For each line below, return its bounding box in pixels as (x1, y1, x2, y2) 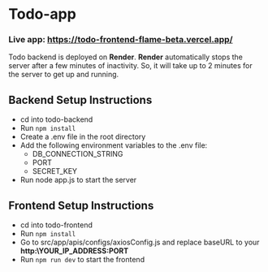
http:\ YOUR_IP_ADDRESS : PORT (19, 246, 129, 256)
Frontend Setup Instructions (8, 198, 154, 212)
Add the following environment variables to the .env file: (19, 140, 208, 150)
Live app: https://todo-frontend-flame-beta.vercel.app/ (8, 34, 233, 45)
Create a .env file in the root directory (19, 132, 146, 142)
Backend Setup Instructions (8, 93, 153, 106)
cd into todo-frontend (19, 220, 93, 230)
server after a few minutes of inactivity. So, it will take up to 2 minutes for (8, 61, 253, 71)
